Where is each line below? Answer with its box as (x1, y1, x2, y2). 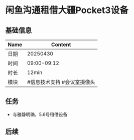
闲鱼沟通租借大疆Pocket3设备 (5, 4, 129, 16)
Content (51, 41, 71, 48)
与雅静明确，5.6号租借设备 (12, 111, 68, 117)
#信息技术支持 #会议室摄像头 (27, 78, 95, 85)
